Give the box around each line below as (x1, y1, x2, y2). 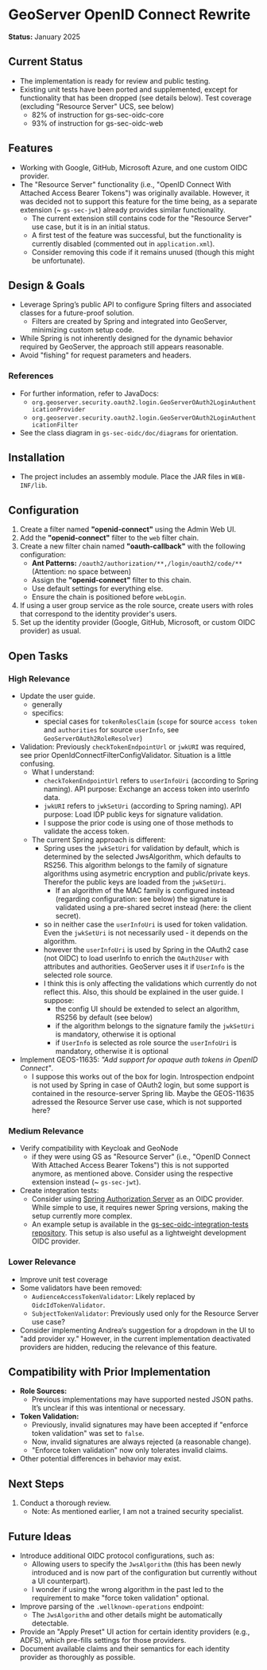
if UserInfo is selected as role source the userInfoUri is (55, 1037, 237, 1048)
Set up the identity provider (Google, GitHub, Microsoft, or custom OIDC (19, 618, 256, 627)
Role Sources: (19, 1387, 68, 1396)
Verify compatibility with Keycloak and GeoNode (19, 1144, 179, 1153)
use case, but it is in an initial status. (31, 221, 150, 232)
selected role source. (43, 970, 113, 980)
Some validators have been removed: (19, 1283, 142, 1293)
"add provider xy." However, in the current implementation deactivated (19, 1333, 251, 1343)
